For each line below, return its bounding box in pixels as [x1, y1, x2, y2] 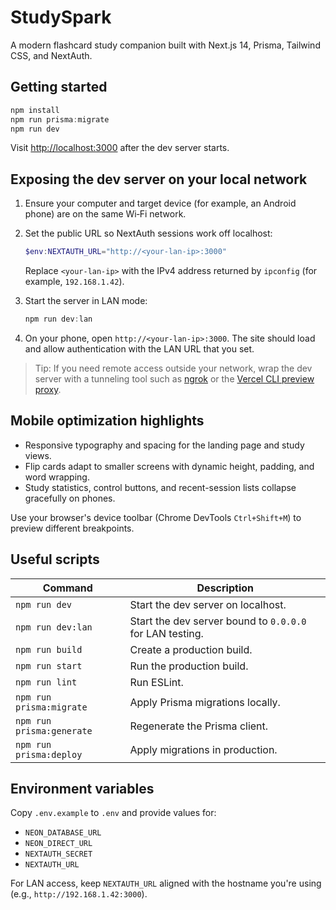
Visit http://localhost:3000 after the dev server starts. [10, 142, 230, 154]
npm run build [15, 644, 83, 655]
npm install [10, 105, 60, 115]
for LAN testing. [129, 626, 204, 640]
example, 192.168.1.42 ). [24, 276, 125, 288]
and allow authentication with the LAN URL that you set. [24, 342, 255, 355]
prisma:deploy [15, 749, 83, 760]
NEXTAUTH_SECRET [24, 849, 93, 860]
